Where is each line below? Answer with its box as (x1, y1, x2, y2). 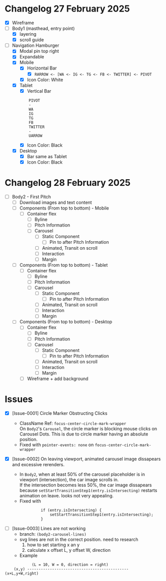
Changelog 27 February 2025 (5, 3, 130, 15)
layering (19, 31, 37, 37)
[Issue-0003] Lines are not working (12, 526, 86, 532)
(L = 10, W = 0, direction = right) (31, 562, 109, 567)
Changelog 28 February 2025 (5, 177, 131, 189)
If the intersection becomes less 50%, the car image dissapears (19, 482, 152, 488)
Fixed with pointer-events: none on (19, 442, 94, 448)
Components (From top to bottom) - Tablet (19, 262, 108, 268)
